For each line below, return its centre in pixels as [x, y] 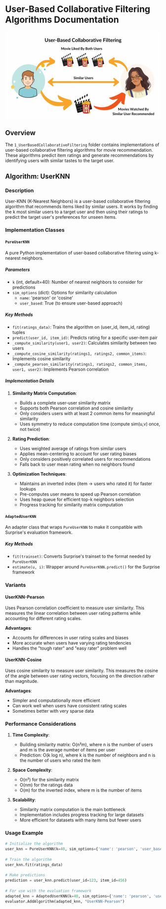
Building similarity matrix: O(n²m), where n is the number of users [86, 744]
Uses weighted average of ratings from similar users [73, 448]
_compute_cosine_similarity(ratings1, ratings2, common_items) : [79, 353]
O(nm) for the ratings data [46, 785]
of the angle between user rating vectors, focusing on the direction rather [80, 676]
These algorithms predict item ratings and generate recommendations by [80, 156]
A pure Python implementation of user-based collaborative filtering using [79, 253]
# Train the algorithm [28, 859]
